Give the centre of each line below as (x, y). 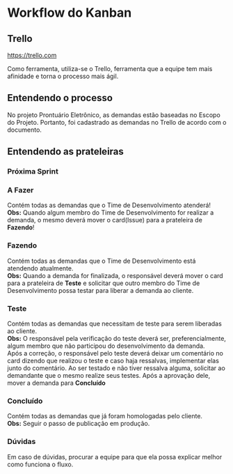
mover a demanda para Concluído (56, 383)
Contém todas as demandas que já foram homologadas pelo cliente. (105, 416)
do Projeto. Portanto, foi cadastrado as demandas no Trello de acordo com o (117, 122)
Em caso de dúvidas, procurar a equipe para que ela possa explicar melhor (115, 457)
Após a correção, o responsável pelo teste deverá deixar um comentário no (115, 353)
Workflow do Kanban (70, 13)
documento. (24, 130)
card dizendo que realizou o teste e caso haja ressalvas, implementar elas (113, 361)
